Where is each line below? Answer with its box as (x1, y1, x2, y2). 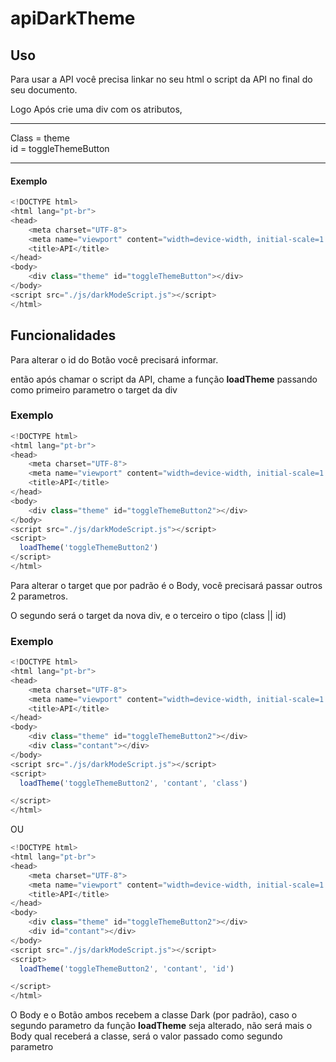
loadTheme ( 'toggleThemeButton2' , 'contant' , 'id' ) (19, 963, 235, 974)
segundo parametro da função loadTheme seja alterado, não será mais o (10, 1020, 313, 1032)
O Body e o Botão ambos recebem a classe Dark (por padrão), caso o (10, 1009, 298, 1021)
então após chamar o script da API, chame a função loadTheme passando (10, 373, 318, 385)
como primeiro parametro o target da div (10, 383, 178, 396)
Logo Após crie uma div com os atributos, (10, 103, 183, 115)
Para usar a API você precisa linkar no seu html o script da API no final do (10, 73, 313, 85)
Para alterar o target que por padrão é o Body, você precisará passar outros (10, 579, 323, 591)
